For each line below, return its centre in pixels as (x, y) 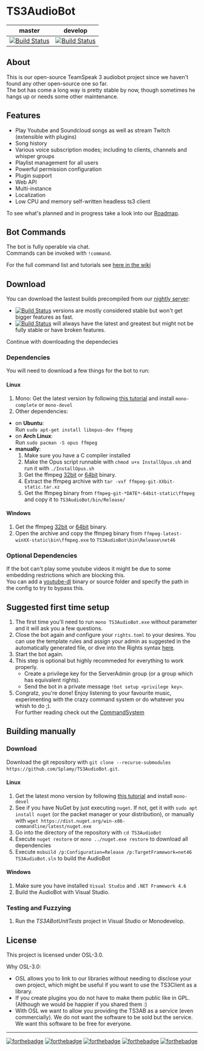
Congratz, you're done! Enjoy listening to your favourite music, (93, 693)
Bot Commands (36, 232)
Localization (30, 195)
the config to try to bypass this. (46, 588)
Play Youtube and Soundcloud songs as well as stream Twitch (93, 130)
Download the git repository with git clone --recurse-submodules (89, 762)
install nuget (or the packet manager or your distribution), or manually (104, 814)
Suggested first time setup (58, 607)
